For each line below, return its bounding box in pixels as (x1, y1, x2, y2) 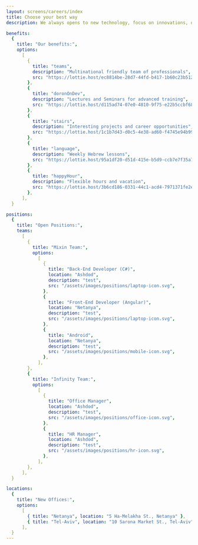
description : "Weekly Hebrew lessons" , (32, 151, 131, 157)
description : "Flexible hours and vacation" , (32, 179, 146, 185)
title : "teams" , (32, 63, 72, 69)
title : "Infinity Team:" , (32, 376, 96, 382)
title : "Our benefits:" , (16, 41, 78, 47)
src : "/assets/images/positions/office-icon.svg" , (48, 414, 176, 420)
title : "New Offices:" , (16, 497, 75, 503)
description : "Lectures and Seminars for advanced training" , (32, 96, 189, 102)
